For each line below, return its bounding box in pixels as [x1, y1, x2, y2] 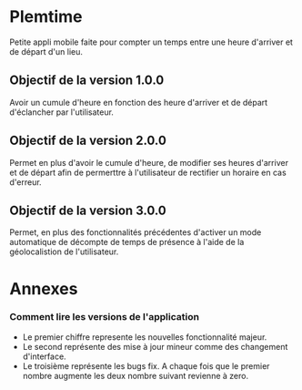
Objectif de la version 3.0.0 [9, 202, 166, 218]
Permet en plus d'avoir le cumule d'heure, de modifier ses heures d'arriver [9, 157, 289, 168]
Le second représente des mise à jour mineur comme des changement [22, 341, 288, 352]
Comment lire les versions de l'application [9, 311, 200, 323]
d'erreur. [9, 176, 43, 188]
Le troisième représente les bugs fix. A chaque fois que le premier [22, 360, 270, 371]
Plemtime [9, 6, 84, 27]
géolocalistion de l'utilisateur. [9, 246, 119, 257]
